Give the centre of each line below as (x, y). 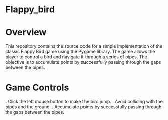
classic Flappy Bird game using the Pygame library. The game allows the (80, 52)
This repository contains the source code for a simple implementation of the (84, 46)
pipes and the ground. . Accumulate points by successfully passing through (83, 107)
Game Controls (37, 88)
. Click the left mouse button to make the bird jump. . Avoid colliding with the (84, 102)
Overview (26, 32)
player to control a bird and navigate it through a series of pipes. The (76, 57)
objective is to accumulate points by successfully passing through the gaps (83, 62)
